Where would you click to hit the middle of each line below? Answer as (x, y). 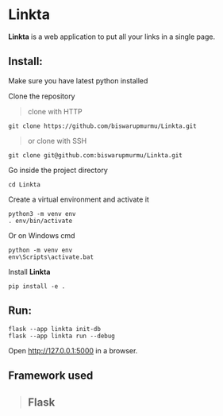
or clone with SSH (57, 141)
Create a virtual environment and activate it (79, 199)
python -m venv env (40, 250)
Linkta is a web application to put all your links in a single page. (112, 37)
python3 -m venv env (42, 214)
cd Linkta (25, 184)
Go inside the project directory (58, 170)
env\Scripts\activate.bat (51, 257)
